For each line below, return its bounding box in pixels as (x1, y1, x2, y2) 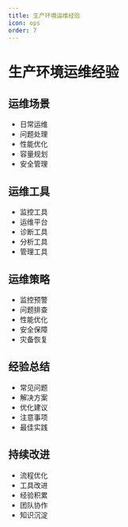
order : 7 (8, 26, 37, 34)
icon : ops (8, 19, 41, 27)
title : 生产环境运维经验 (8, 11, 81, 20)
